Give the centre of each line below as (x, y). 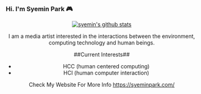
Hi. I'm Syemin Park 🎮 (39, 9)
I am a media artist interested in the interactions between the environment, (102, 36)
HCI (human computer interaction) (106, 73)
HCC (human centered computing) (106, 67)
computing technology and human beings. (102, 43)
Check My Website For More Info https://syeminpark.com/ (102, 85)
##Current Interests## (102, 55)
